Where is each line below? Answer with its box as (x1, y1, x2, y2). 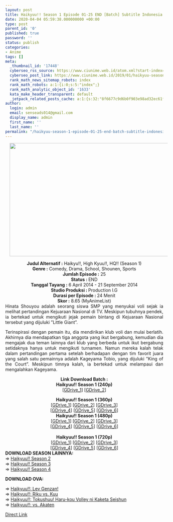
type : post (5, 21, 28, 27)
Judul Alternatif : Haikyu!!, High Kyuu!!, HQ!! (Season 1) (27, 260, 142, 267)
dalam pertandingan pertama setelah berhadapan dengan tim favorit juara (5, 350, 163, 356)
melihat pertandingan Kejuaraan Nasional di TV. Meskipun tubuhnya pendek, (5, 309, 163, 315)
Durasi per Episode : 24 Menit (53, 292, 115, 299)
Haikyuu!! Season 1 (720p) (56, 434, 113, 440)
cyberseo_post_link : (10, 73, 53, 78)
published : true (5, 31, 39, 36)
